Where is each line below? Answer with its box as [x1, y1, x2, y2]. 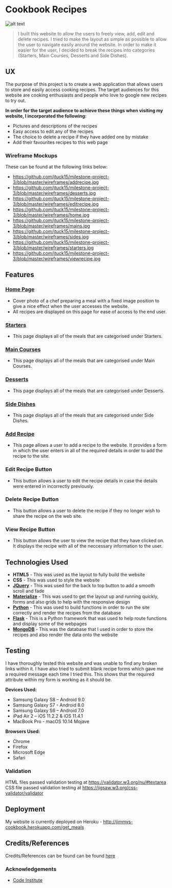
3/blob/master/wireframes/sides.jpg [12, 234, 89, 240]
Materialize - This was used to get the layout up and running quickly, [12, 593, 159, 600]
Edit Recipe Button [5, 466, 52, 473]
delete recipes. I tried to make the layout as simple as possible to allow [17, 36, 167, 42]
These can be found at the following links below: [5, 164, 107, 170]
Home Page [5, 286, 35, 293]
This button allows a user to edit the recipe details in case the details [12, 477, 158, 484]
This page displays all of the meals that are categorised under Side [12, 412, 154, 418]
